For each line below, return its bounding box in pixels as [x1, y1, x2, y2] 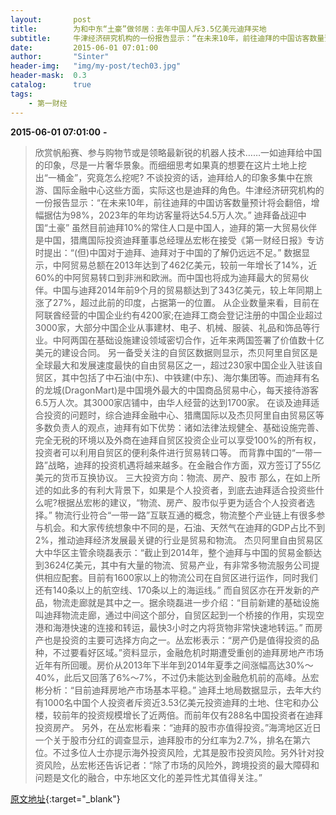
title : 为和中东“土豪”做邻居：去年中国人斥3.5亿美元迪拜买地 [10, 24, 267, 34]
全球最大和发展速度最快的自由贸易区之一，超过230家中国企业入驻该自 [34, 359, 323, 371]
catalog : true [10, 80, 92, 90]
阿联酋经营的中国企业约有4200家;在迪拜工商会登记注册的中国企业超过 [34, 309, 323, 321]
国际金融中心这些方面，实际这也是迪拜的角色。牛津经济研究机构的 [52, 184, 325, 196]
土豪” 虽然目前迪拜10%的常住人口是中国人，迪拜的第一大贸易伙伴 [47, 221, 318, 233]
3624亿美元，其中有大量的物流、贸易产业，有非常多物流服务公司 [43, 559, 312, 571]
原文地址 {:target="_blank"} [10, 792, 121, 805]
